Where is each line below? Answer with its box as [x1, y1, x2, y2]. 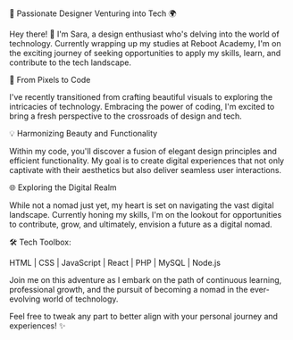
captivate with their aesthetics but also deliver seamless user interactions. [9, 165, 282, 175]
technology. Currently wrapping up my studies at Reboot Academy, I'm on [9, 38, 281, 48]
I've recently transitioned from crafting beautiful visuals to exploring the [9, 92, 273, 102]
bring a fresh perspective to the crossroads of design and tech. [9, 111, 243, 121]
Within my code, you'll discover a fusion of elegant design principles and [9, 146, 277, 156]
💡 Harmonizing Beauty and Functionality [9, 129, 158, 138]
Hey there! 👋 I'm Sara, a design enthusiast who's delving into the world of [9, 29, 280, 39]
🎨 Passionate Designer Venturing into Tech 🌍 [9, 8, 177, 19]
